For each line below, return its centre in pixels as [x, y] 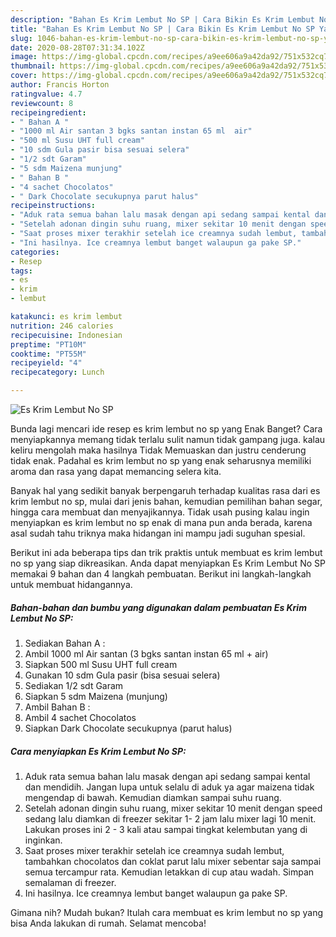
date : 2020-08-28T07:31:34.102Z [77, 47]
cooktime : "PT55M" [48, 354]
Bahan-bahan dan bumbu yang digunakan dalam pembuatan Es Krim [158, 607]
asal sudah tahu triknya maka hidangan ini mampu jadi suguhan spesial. [158, 533]
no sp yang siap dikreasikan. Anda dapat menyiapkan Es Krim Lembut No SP [168, 563]
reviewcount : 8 [42, 103]
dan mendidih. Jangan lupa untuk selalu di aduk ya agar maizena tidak [169, 787]
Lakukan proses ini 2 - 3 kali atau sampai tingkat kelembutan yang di [166, 829]
